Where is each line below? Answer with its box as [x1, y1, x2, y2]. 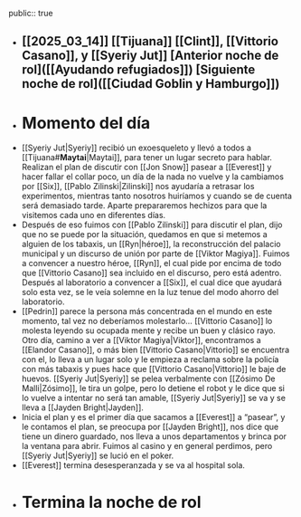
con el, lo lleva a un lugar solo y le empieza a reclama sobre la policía [21, 354, 279, 365]
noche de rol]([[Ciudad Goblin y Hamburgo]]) [21, 76, 280, 91]
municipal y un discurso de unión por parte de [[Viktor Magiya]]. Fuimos [21, 248, 290, 259]
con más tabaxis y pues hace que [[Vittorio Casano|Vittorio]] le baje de [21, 364, 287, 375]
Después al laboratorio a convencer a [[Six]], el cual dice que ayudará [21, 277, 282, 288]
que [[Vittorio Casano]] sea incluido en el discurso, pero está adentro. [21, 267, 282, 279]
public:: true [8, 8, 53, 18]
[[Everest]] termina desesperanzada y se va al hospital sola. [21, 460, 246, 471]
